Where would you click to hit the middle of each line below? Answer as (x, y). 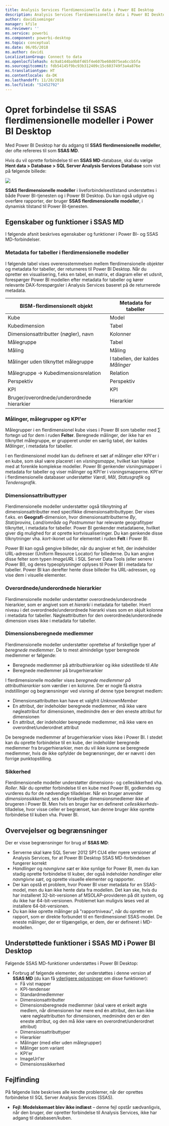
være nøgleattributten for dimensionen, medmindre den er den (85, 1016)
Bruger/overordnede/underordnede (50, 398)
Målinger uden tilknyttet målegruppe (51, 362)
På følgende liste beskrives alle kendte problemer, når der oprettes (74, 1092)
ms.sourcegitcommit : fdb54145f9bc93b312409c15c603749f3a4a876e (73, 66)
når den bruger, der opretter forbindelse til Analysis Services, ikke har (85, 1112)
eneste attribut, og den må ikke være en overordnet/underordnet (87, 1021)
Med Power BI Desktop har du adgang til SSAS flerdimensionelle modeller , (83, 145)
